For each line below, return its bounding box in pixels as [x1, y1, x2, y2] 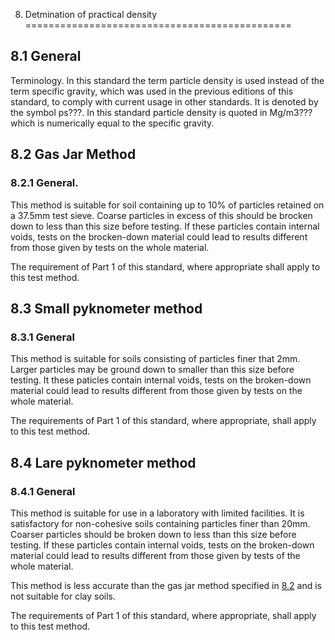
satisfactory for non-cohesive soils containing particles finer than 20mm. [10, 517, 311, 529]
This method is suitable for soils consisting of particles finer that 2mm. [10, 353, 301, 365]
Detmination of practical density [24, 9, 158, 20]
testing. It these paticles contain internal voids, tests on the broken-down [10, 374, 312, 386]
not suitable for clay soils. [10, 590, 117, 602]
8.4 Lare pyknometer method [10, 454, 197, 471]
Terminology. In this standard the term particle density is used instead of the [10, 74, 325, 86]
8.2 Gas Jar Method [10, 146, 137, 163]
